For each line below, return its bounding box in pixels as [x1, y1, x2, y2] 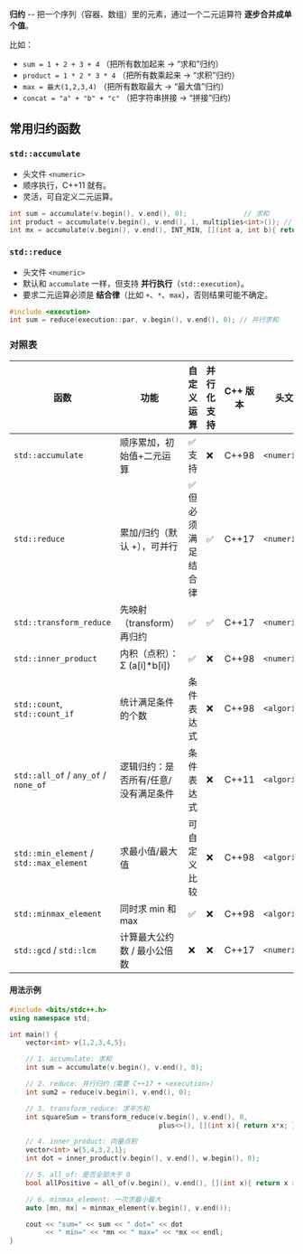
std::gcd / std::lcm [14, 943, 96, 956]
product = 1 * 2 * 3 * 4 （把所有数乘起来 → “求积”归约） [22, 70, 240, 80]
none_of [14, 780, 47, 790]
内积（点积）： [119, 647, 179, 660]
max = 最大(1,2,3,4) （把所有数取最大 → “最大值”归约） [22, 81, 229, 91]
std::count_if [14, 708, 75, 719]
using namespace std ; [9, 1014, 91, 1023]
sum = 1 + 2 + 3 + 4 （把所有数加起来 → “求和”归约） [22, 59, 224, 69]
